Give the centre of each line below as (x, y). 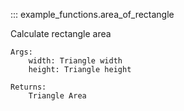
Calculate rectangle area (61, 33)
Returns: (28, 87)
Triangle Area (57, 96)
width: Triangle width (75, 61)
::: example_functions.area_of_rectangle (92, 14)
